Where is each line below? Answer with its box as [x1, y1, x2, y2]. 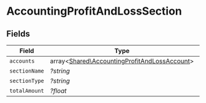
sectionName [9, 68, 45, 74]
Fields [6, 29, 31, 39]
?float [50, 87, 67, 95]
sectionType [9, 77, 45, 84]
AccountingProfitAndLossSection [6, 4, 182, 18]
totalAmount [9, 87, 45, 94]
